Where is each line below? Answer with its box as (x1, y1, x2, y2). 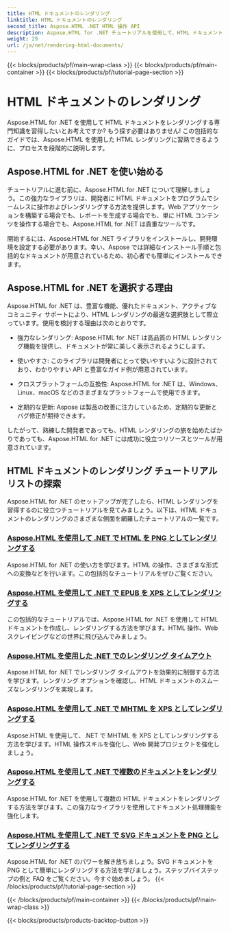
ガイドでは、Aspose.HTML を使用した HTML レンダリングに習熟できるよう (7, 135, 220, 143)
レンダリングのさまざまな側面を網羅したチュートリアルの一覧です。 (30, 515, 222, 523)
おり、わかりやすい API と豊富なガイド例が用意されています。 (16, 365, 192, 373)
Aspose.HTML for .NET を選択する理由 (7, 282, 173, 294)
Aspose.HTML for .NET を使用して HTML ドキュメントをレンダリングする (7, 118, 214, 126)
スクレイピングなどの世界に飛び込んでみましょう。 (7, 632, 151, 640)
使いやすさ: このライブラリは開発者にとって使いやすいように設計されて (16, 356, 218, 364)
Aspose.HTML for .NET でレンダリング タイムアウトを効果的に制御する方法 (7, 668, 220, 676)
